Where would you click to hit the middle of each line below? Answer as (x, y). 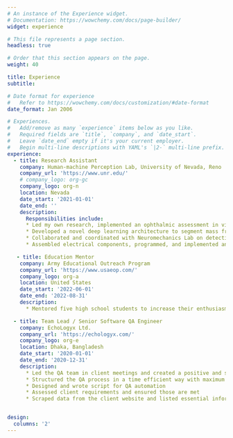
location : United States (55, 283)
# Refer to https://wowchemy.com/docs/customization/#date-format (108, 103)
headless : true (29, 46)
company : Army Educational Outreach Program (85, 263)
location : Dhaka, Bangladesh (62, 347)
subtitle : (21, 83)
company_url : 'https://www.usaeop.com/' (79, 270)
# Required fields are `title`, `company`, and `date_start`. (102, 135)
